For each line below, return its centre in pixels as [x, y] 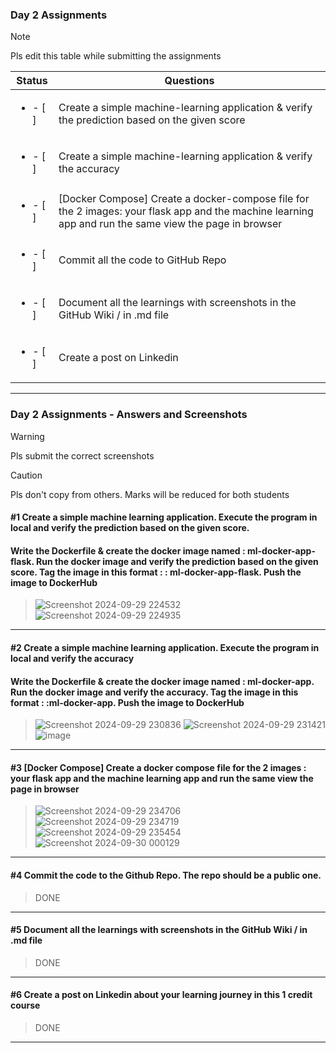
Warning [27, 436]
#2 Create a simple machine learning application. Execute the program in [165, 647]
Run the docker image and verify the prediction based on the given [177, 561]
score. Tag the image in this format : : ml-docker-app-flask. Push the [156, 572]
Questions [189, 81]
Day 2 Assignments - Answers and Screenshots [129, 415]
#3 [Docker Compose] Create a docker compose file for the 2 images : [158, 767]
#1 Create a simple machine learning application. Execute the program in [164, 517]
